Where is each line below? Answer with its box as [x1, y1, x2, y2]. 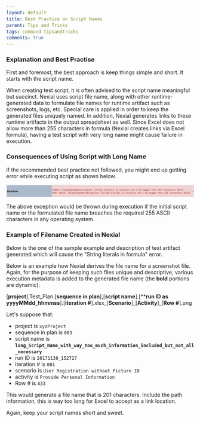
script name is [14, 335, 50, 342]
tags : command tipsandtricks [6, 29, 79, 35]
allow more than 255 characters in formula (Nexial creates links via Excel [6, 125, 185, 132]
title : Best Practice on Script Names [6, 16, 103, 22]
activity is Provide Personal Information [14, 373, 115, 380]
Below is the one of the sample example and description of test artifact [6, 244, 180, 251]
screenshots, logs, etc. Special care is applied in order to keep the [6, 106, 169, 113]
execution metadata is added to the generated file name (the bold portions [6, 275, 190, 282]
